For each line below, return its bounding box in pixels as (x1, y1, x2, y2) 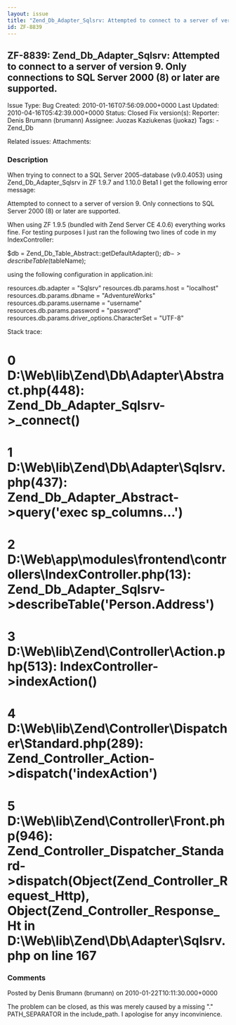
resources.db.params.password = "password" (7, 306, 141, 315)
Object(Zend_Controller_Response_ (7, 902, 220, 919)
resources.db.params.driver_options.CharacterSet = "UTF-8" (7, 314, 184, 323)
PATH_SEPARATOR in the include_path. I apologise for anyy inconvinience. (7, 1010, 223, 1018)
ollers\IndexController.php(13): (7, 566, 192, 583)
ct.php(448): (7, 382, 85, 398)
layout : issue (7, 10, 49, 18)
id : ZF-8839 (7, 23, 42, 30)
